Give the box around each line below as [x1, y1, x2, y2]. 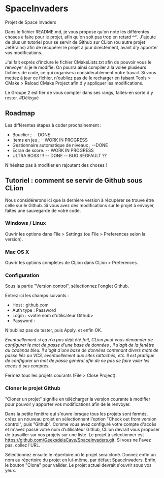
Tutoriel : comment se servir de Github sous [5, 177, 143, 185]
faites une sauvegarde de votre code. [5, 208, 81, 213]
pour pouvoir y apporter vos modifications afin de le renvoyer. [5, 401, 131, 407]
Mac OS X [5, 248, 30, 255]
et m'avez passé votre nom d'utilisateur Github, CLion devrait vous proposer [5, 426, 160, 432]
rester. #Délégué [5, 94, 39, 101]
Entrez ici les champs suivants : [5, 293, 69, 299]
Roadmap [5, 109, 35, 118]
